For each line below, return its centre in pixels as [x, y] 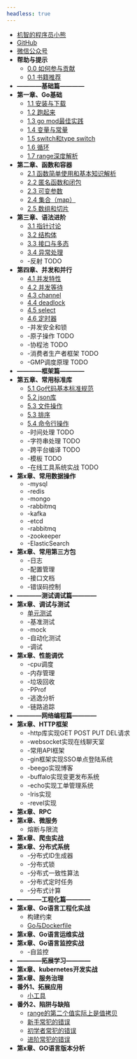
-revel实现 [42, 803]
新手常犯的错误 [49, 1022]
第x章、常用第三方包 [46, 551]
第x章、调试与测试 [43, 604]
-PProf [37, 689]
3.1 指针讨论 [44, 226]
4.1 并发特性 [44, 278]
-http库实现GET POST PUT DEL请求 [79, 733]
